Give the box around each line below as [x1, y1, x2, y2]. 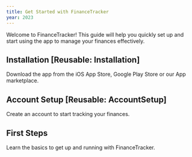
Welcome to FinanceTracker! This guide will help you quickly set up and [6, 31, 184, 38]
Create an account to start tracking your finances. [6, 111, 130, 118]
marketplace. [6, 77, 39, 84]
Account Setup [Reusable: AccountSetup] [6, 94, 167, 105]
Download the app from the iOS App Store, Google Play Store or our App [6, 70, 187, 78]
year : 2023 [6, 14, 34, 20]
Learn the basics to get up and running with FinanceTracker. [6, 144, 155, 151]
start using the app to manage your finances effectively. [6, 37, 145, 45]
